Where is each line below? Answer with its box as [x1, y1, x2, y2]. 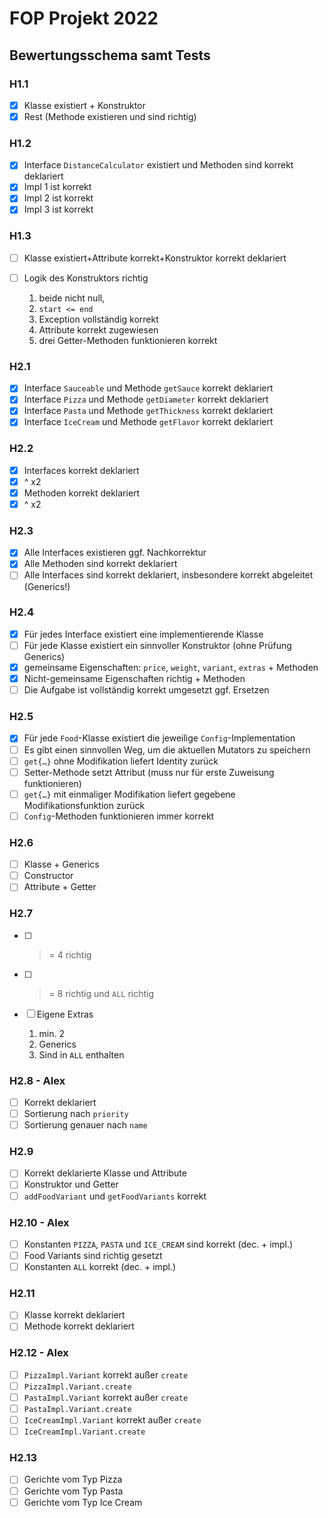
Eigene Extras [36, 1008, 94, 1020]
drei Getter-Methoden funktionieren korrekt [38, 334, 218, 346]
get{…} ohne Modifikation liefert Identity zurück [23, 755, 219, 767]
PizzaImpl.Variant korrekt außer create [23, 1368, 189, 1381]
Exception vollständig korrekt [38, 313, 159, 325]
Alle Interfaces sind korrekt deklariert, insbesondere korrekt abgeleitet [23, 569, 314, 581]
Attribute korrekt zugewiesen [38, 323, 159, 336]
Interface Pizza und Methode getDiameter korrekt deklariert [23, 393, 269, 406]
